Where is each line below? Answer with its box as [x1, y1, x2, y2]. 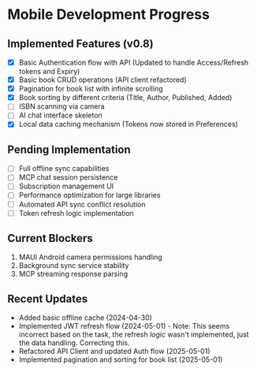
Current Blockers [7, 232, 93, 245]
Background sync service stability [18, 261, 129, 270]
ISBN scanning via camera [18, 102, 105, 111]
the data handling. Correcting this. [18, 338, 130, 348]
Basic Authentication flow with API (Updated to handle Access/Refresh [18, 58, 249, 67]
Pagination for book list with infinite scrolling [18, 84, 163, 94]
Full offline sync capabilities [18, 164, 110, 173]
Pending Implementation [7, 143, 131, 156]
